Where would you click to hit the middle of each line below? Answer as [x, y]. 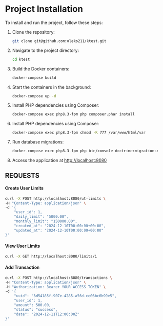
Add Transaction [22, 267]
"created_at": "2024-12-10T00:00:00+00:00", [60, 226]
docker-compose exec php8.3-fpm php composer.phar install [73, 114]
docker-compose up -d [34, 96]
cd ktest [21, 59]
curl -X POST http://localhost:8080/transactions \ [59, 278]
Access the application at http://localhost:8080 [59, 161]
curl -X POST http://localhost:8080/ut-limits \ [55, 198]
